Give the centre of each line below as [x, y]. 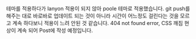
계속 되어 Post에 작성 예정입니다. [55, 30]
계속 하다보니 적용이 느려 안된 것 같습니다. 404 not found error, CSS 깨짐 [97, 23]
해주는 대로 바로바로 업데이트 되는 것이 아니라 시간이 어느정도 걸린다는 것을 [93, 16]
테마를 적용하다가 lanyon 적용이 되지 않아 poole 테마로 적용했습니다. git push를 [98, 8]
